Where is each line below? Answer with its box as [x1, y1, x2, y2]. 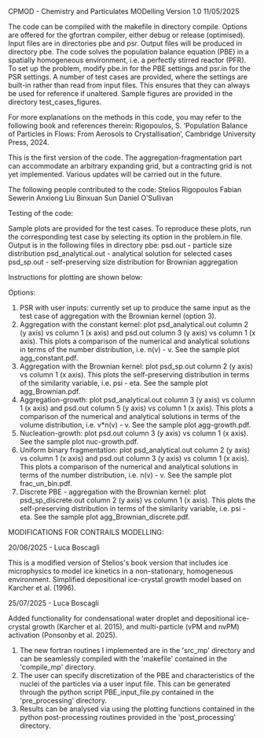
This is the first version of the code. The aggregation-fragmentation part [8, 153, 242, 162]
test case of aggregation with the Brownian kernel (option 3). [19, 311, 217, 321]
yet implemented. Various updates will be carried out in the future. [8, 169, 222, 179]
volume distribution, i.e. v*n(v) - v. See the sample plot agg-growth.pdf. [19, 421, 251, 429]
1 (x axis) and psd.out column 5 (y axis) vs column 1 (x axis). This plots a [19, 403, 254, 413]
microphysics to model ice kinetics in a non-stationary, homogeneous [8, 566, 233, 576]
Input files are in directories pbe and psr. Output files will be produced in [8, 39, 242, 48]
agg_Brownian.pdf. [19, 387, 81, 396]
